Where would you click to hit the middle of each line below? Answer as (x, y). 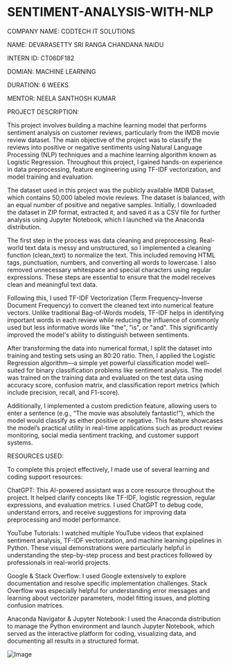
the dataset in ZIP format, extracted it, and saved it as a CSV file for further (114, 212)
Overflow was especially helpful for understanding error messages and (109, 590)
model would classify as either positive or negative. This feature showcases (115, 420)
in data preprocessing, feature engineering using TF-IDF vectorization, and (114, 169)
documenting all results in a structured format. (73, 641)
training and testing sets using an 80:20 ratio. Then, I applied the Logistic (111, 355)
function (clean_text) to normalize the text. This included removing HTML (111, 255)
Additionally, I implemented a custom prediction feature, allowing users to (112, 405)
